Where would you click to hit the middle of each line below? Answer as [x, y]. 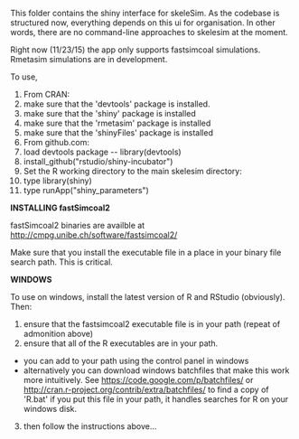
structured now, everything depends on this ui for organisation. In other [143, 23]
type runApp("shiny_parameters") [86, 190]
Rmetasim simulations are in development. [89, 59]
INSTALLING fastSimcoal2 [61, 208]
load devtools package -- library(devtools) [102, 152]
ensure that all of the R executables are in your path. [121, 343]
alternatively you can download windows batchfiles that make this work [156, 370]
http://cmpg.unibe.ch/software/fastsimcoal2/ [94, 235]
